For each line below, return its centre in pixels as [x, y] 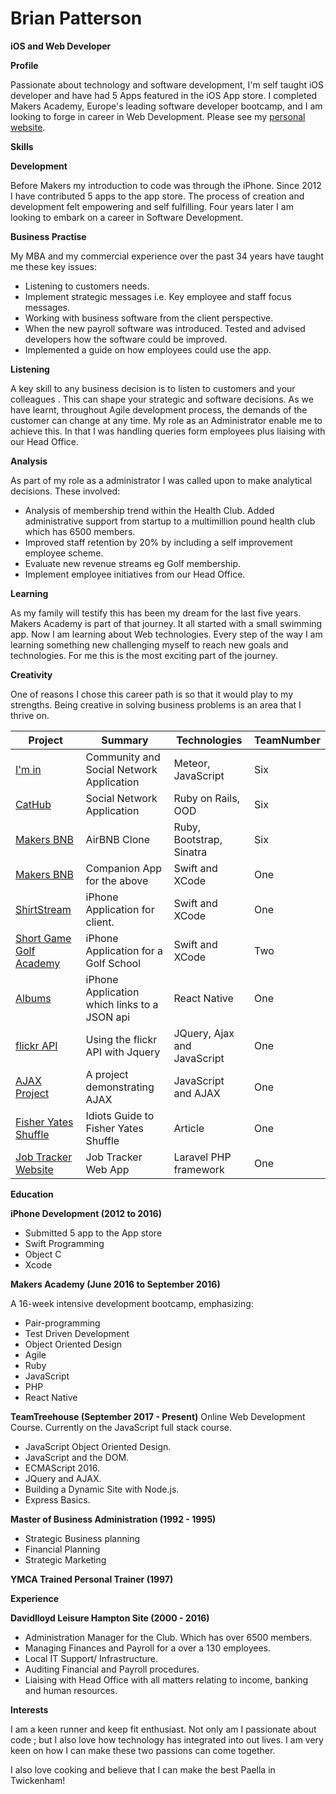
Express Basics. [57, 1499]
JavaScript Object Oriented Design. [98, 1446]
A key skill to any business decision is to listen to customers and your [153, 388]
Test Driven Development [77, 1333]
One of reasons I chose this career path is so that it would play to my [152, 694]
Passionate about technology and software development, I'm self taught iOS [167, 84]
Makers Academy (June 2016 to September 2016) [115, 1284]
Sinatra [190, 852]
